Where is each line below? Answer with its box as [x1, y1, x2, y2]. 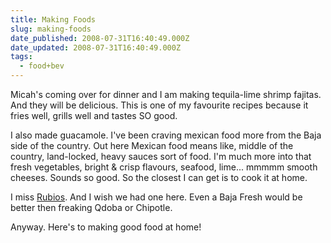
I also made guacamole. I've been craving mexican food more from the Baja [10, 129, 322, 141]
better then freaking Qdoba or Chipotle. [10, 202, 173, 213]
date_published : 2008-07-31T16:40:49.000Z [10, 33, 190, 43]
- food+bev [19, 61, 65, 71]
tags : [10, 52, 33, 62]
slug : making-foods [10, 24, 92, 34]
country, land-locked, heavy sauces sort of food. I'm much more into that [10, 151, 312, 162]
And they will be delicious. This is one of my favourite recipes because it [10, 99, 309, 111]
